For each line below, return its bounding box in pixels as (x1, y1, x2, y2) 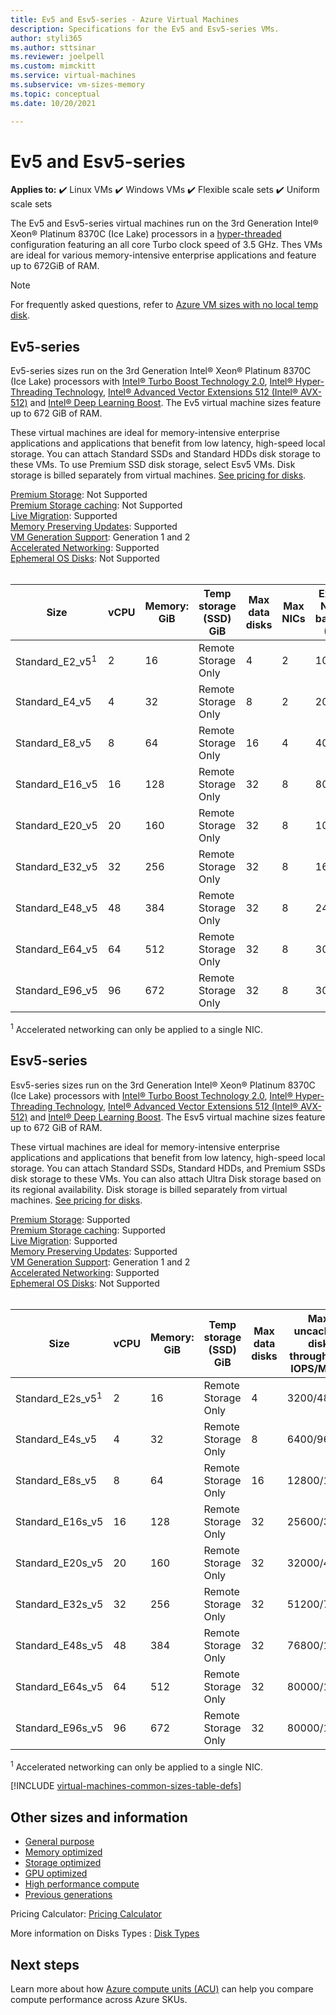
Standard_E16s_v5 (15, 1514, 104, 1528)
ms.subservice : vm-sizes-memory (10, 80, 145, 90)
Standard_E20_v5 (15, 819, 98, 833)
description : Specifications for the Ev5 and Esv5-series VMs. (10, 24, 280, 34)
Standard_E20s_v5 (15, 1556, 104, 1570)
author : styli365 (10, 33, 83, 43)
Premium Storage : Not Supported (10, 489, 148, 501)
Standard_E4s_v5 (15, 1432, 98, 1446)
